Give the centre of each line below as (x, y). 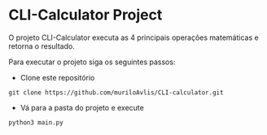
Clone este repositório (57, 77)
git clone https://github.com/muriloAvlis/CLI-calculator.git (116, 92)
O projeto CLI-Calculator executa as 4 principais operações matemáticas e (133, 37)
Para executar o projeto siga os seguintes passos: (92, 62)
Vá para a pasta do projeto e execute (82, 107)
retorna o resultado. (42, 46)
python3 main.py (36, 122)
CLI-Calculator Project (85, 15)
